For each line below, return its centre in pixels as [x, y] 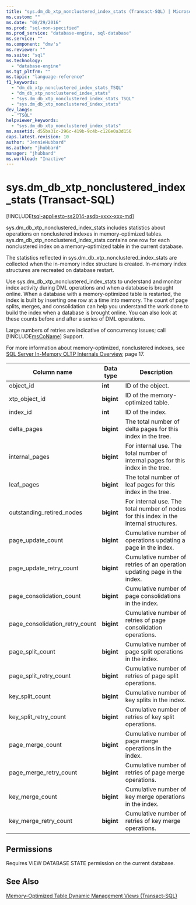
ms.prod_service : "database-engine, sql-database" [69, 33]
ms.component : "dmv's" [34, 45]
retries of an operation [156, 564]
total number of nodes [155, 509]
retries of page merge [155, 773]
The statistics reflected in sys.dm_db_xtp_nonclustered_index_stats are [92, 258]
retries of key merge [153, 821]
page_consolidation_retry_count [52, 624]
